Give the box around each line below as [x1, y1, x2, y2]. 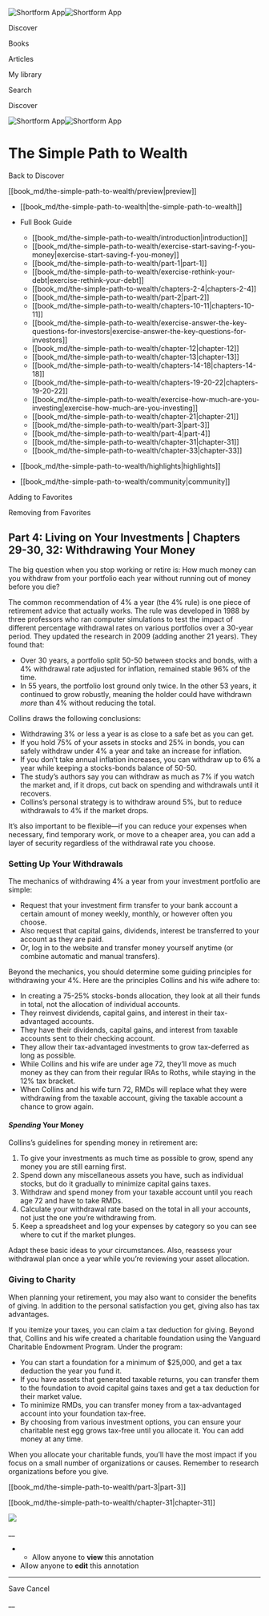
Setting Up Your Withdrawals [8, 858, 124, 869]
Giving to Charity [8, 1274, 76, 1285]
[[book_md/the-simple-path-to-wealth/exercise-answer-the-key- [31, 317, 247, 328]
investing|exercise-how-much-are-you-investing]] [31, 403, 199, 413]
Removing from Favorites [8, 507, 91, 517]
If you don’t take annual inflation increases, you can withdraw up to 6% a [19, 754, 261, 764]
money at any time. [19, 1434, 83, 1444]
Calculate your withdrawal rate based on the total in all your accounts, [19, 1204, 251, 1214]
